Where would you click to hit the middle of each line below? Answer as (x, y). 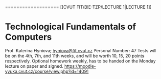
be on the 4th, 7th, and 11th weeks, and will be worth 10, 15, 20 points (75, 56)
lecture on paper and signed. (34, 66)
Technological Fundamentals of (70, 27)
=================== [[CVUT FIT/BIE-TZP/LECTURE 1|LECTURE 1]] (78, 7)
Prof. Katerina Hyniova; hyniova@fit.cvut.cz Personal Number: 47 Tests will (81, 50)
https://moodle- (80, 66)
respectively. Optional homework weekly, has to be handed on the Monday (80, 61)
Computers (29, 37)
